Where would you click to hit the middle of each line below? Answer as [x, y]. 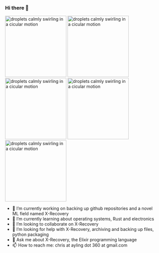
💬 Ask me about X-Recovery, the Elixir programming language [74, 240]
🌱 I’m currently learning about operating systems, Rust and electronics [83, 219]
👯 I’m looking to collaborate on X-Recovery [55, 224]
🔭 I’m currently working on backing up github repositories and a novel [82, 208]
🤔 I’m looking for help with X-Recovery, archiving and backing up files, [83, 229]
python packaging [30, 234]
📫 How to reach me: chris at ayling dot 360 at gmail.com [70, 245]
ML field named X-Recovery [40, 214]
